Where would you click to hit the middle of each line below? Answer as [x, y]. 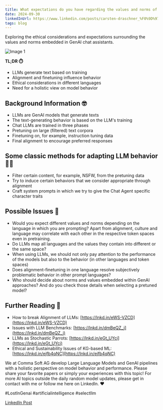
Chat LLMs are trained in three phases [50, 125]
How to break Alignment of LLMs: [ [47, 317]
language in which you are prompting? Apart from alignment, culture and [85, 228]
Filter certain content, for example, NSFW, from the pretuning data [78, 175]
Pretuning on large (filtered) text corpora [53, 131]
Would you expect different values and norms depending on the [76, 223]
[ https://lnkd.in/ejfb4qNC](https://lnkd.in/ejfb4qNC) [64, 354]
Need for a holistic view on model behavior [55, 88]
